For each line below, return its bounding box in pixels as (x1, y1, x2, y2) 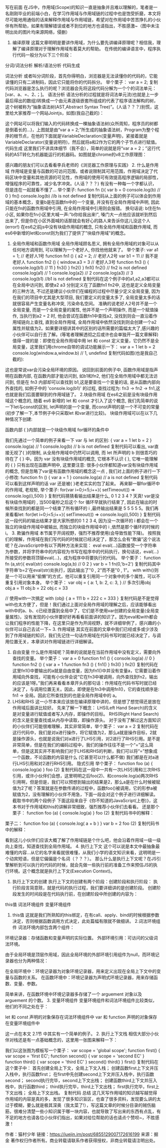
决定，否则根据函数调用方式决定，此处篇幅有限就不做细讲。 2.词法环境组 (12, 918, 161, 924)
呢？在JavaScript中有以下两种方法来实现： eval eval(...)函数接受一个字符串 (5, 542, 157, 548)
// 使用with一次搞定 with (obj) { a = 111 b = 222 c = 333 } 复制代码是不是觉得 (5, 595, 159, 601)
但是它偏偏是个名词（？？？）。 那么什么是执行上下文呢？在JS (31, 856, 157, 861)
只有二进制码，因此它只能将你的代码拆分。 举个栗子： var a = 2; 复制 (18, 79, 158, 85)
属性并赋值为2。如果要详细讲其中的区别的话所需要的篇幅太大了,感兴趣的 (12, 326, 160, 331)
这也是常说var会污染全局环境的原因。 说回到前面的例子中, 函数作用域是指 (5, 367, 154, 373)
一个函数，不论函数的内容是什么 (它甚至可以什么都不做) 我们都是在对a (12, 754, 155, 760)
